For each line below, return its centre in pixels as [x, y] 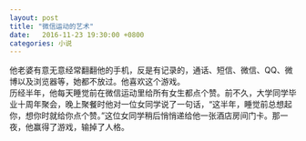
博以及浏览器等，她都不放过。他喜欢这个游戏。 [97, 82]
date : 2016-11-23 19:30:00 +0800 [77, 35]
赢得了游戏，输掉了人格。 [81, 127]
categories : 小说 [41, 43]
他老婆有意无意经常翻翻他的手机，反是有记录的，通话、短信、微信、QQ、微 [151, 70]
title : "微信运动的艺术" [51, 26]
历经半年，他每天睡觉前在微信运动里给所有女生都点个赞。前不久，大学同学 [149, 93]
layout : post [34, 18]
